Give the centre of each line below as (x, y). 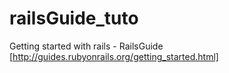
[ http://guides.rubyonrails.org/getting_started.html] (114, 56)
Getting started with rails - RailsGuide (86, 46)
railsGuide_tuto (74, 18)
